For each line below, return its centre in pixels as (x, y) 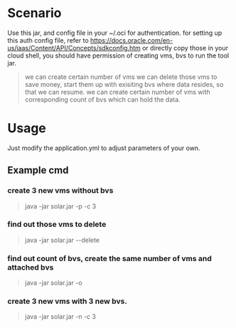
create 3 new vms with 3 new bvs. (68, 302)
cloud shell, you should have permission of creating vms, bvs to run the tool (118, 55)
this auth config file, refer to (48, 40)
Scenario (34, 13)
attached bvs (31, 267)
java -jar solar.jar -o (54, 283)
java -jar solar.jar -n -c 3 (60, 317)
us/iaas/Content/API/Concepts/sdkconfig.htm (74, 48)
